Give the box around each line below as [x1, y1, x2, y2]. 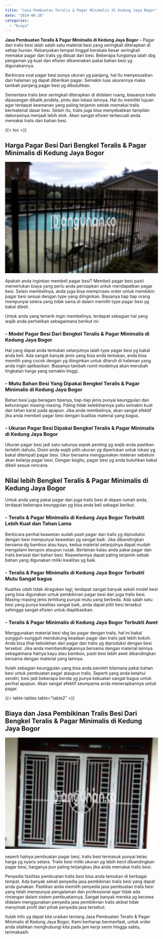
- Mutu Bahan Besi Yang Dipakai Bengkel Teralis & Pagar [5, 380, 140, 387]
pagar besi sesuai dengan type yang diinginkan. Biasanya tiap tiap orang [5, 293, 150, 299]
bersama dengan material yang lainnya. [5, 656, 84, 662]
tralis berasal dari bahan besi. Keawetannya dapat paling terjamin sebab [5, 552, 149, 558]
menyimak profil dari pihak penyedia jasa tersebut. [5, 904, 106, 910]
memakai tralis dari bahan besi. [5, 118, 67, 124]
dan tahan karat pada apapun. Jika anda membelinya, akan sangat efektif [5, 407, 152, 413]
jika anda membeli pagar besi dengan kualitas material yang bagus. [5, 413, 140, 419]
